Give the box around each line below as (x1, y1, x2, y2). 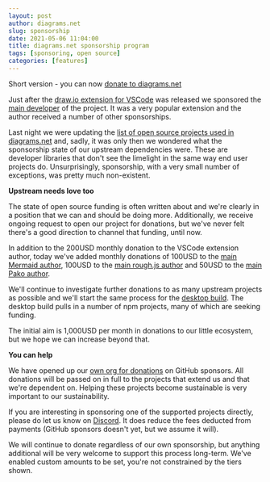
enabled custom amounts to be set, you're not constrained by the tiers (8, 457, 242, 467)
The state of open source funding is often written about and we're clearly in (8, 201, 260, 211)
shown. (8, 465, 33, 475)
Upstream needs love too (8, 186, 94, 195)
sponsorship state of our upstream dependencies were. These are (8, 145, 228, 154)
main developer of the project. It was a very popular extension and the (8, 103, 242, 113)
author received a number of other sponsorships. (8, 111, 172, 121)
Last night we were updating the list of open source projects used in (8, 127, 235, 137)
